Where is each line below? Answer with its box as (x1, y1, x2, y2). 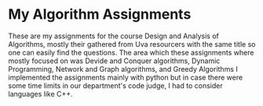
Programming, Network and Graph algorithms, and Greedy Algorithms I (8, 64, 238, 73)
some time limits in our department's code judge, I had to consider (8, 80, 223, 90)
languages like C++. (8, 89, 73, 98)
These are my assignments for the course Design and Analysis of (8, 31, 220, 41)
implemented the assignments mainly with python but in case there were (8, 72, 243, 82)
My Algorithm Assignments (8, 5, 192, 23)
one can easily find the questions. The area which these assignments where (8, 48, 254, 57)
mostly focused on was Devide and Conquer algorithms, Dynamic (8, 56, 221, 65)
